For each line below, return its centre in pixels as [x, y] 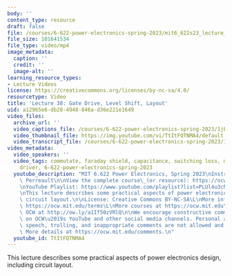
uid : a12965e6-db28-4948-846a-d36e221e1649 [71, 110]
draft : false [26, 26]
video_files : [26, 116]
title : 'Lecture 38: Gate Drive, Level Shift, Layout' [88, 103]
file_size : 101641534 [38, 39]
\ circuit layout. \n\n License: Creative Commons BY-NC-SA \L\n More [117, 200]
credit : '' [29, 65]
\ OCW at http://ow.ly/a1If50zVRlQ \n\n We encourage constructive [116, 213]
